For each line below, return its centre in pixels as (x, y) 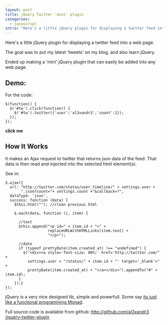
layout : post (19, 10)
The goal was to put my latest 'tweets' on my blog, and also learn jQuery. (80, 52)
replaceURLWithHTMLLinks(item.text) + (88, 231)
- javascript (23, 24)
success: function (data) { (39, 200)
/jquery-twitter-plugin (27, 317)
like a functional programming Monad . (44, 302)
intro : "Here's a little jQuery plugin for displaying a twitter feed (80, 28)
